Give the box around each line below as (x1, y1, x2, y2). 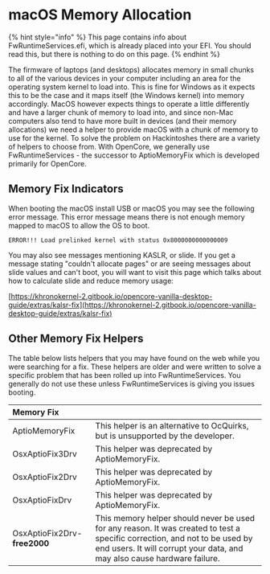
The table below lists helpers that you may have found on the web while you (8, 353, 260, 363)
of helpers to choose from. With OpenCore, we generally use (8, 141, 211, 151)
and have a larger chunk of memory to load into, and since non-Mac (8, 107, 234, 117)
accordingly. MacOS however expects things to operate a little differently (8, 99, 250, 109)
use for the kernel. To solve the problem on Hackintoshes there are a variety (8, 133, 260, 142)
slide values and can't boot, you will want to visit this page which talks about (8, 267, 262, 277)
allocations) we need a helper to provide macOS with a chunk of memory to (8, 125, 259, 134)
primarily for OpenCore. (8, 158, 87, 168)
